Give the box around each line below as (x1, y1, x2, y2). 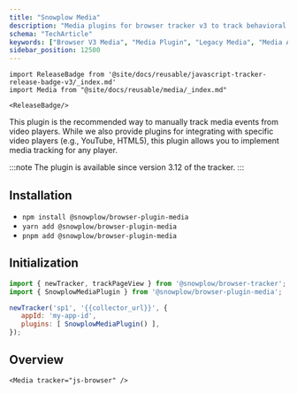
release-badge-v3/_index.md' (9, 78, 117, 87)
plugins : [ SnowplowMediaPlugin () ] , (20, 320, 161, 328)
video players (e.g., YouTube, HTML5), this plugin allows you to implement (9, 135, 280, 146)
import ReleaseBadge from (9, 70, 104, 80)
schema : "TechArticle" (9, 29, 93, 38)
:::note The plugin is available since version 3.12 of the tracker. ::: (9, 162, 245, 173)
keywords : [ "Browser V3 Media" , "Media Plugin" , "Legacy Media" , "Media (9, 37, 283, 47)
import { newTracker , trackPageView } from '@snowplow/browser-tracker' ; (9, 279, 287, 288)
